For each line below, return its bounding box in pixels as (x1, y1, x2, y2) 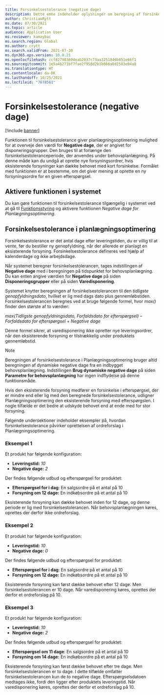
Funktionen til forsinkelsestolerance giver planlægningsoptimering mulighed (5, 137, 158, 143)
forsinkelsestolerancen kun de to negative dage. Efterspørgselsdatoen (5, 674, 146, 680)
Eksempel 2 (5, 522, 33, 529)
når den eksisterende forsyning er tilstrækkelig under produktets (5, 333, 135, 339)
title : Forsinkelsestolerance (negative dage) (5, 7, 102, 12)
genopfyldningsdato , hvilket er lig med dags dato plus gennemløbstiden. (5, 293, 151, 299)
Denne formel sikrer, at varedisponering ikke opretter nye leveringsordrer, (5, 328, 153, 334)
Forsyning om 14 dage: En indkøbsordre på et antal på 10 (12, 654, 128, 660)
